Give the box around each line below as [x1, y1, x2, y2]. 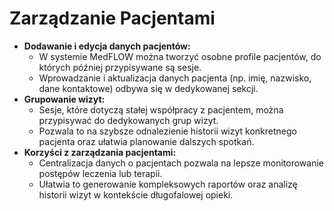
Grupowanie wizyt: [23, 93, 106, 105]
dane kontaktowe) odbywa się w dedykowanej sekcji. [38, 82, 259, 94]
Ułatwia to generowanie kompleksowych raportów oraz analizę [38, 178, 298, 190]
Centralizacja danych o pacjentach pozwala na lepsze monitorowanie [38, 157, 324, 169]
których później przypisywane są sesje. [38, 61, 202, 73]
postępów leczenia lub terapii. [38, 167, 163, 179]
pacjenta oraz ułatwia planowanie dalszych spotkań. [38, 135, 255, 147]
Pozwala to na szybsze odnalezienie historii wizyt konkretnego [38, 125, 297, 137]
